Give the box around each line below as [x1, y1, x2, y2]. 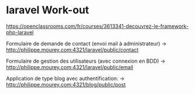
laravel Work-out [6, 3, 89, 17]
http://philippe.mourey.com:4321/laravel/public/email [6, 63, 133, 70]
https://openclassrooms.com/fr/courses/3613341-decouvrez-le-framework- [6, 23, 189, 30]
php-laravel [6, 28, 34, 35]
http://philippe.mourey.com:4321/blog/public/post [6, 81, 126, 88]
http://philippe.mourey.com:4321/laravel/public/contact [6, 46, 139, 53]
